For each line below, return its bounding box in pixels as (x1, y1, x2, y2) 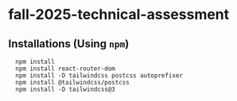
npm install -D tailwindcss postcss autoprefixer (15, 72, 183, 80)
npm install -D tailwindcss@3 (15, 85, 115, 93)
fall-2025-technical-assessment (8, 6, 230, 24)
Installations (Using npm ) (8, 37, 130, 50)
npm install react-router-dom (15, 65, 115, 73)
